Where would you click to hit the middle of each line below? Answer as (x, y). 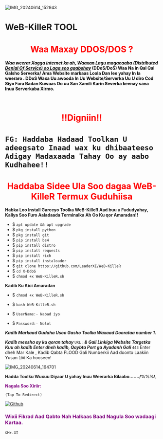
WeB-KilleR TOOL (41, 27)
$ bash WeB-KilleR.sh (34, 305)
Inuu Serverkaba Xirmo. (30, 89)
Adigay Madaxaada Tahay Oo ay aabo (77, 156)
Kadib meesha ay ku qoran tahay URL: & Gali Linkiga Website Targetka (78, 342)
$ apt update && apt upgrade (41, 224)
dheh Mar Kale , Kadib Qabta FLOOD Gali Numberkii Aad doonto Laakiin (77, 352)
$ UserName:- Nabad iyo (36, 314)
